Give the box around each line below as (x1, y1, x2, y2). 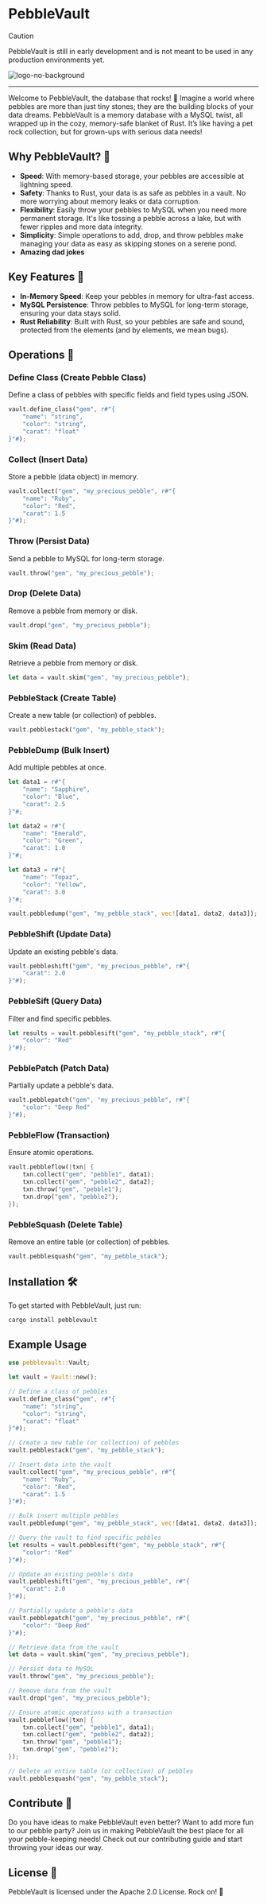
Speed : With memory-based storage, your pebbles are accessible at (19, 171, 245, 180)
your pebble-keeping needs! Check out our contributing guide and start (8, 1834, 242, 1844)
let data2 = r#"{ (8, 822, 66, 830)
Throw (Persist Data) (8, 536, 90, 547)
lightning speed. (19, 180, 73, 189)
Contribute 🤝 (8, 1797, 73, 1810)
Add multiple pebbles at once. (8, 762, 106, 772)
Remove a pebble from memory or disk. (8, 606, 138, 615)
